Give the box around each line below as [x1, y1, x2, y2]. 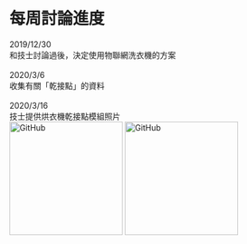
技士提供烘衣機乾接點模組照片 [9, 111, 120, 122]
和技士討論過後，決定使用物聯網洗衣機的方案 [9, 49, 176, 60]
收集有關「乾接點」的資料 [9, 80, 105, 91]
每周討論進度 [9, 8, 106, 29]
